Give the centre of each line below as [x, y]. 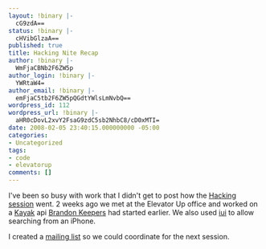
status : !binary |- [41, 31]
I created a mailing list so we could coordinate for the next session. [119, 237]
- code [19, 157]
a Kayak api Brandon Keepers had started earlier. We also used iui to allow [131, 212]
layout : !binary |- [41, 16]
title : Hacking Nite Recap [53, 53]
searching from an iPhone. [52, 221]
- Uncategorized [35, 143]
